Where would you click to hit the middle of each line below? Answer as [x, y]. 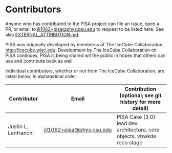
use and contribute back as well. [40, 61]
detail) [140, 108]
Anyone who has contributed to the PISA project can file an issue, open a [82, 24]
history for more [141, 102]
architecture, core [138, 129]
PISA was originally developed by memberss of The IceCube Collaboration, [84, 44]
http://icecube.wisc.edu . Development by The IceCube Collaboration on [81, 50]
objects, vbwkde [137, 136]
